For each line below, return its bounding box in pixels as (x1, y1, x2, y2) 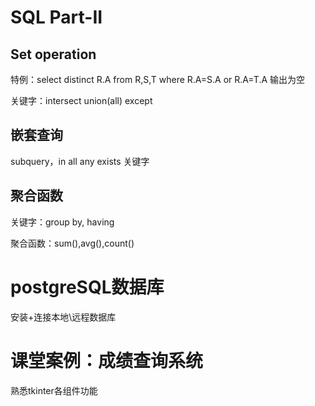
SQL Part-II (10, 6, 103, 29)
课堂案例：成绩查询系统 (10, 349, 204, 372)
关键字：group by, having (10, 216, 115, 228)
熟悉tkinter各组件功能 (10, 384, 98, 396)
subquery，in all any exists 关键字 (10, 155, 150, 167)
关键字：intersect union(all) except (10, 95, 153, 106)
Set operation (10, 46, 97, 63)
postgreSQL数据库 (10, 276, 165, 298)
